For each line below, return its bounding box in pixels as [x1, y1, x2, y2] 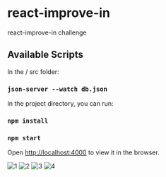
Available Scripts [7, 49, 83, 61]
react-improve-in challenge [7, 28, 87, 37]
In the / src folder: [7, 67, 59, 75]
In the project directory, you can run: [7, 99, 114, 108]
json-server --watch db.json [7, 85, 108, 93]
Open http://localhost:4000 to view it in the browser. [7, 148, 160, 157]
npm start [7, 134, 41, 142]
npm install [7, 116, 49, 125]
